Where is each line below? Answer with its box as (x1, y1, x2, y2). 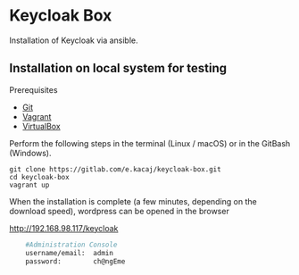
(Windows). (9, 147, 52, 158)
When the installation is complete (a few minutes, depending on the (9, 196, 257, 206)
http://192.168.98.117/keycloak (9, 222, 119, 233)
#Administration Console (25, 240, 118, 249)
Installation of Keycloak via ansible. (9, 35, 138, 46)
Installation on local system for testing (9, 61, 228, 76)
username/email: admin (25, 248, 114, 257)
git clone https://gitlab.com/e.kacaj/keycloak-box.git (9, 164, 221, 174)
